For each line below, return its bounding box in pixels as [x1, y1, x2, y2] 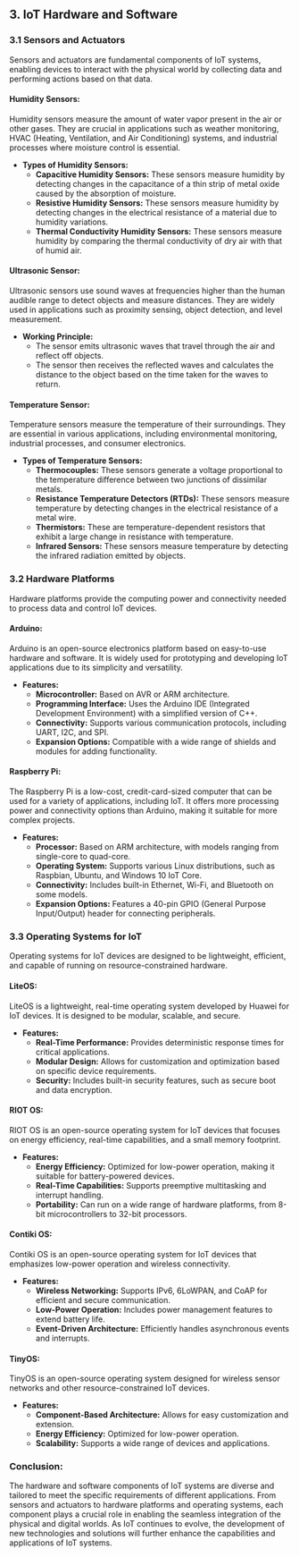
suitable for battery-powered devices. [35, 1171, 175, 1181]
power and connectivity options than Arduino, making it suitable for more [9, 805, 278, 816]
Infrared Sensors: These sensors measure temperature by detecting [35, 541, 288, 552]
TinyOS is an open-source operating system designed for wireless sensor [9, 1373, 280, 1384]
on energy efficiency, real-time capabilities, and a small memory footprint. [9, 1134, 281, 1145]
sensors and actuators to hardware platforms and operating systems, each [9, 1500, 284, 1510]
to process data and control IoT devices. [9, 603, 158, 613]
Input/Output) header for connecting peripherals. [35, 908, 216, 918]
